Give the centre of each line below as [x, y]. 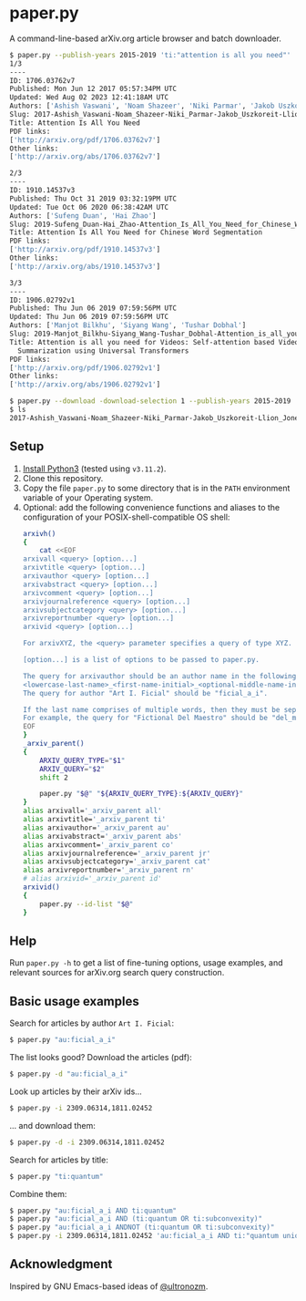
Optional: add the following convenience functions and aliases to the [151, 507]
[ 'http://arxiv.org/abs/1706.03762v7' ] [85, 157]
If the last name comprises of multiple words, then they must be [151, 709]
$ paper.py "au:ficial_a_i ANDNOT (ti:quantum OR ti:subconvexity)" [142, 1228]
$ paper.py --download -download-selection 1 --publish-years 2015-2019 [150, 401]
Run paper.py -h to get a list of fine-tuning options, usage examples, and [146, 963]
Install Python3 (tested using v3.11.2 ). [94, 469]
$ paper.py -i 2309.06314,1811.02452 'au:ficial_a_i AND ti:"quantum [144, 1236]
